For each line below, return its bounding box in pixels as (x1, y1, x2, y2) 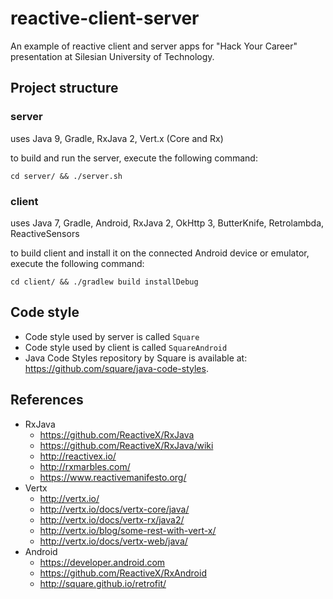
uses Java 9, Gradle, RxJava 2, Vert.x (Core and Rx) (10, 132, 224, 144)
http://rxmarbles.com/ (39, 460, 131, 472)
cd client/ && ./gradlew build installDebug (10, 277, 199, 287)
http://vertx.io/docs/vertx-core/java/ (39, 503, 190, 515)
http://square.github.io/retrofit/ (39, 577, 167, 589)
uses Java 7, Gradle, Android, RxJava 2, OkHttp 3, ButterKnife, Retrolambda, (10, 217, 325, 229)
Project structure (10, 80, 119, 97)
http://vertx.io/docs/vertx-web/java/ (39, 535, 188, 547)
